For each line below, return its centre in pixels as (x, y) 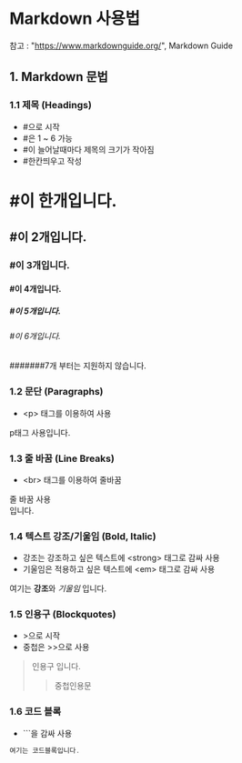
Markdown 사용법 (75, 19)
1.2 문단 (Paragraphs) (56, 392)
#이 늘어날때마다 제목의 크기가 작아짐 (88, 149)
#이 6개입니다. (35, 336)
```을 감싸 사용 (47, 733)
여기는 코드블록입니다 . (45, 750)
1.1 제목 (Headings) (51, 105)
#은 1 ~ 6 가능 (47, 138)
